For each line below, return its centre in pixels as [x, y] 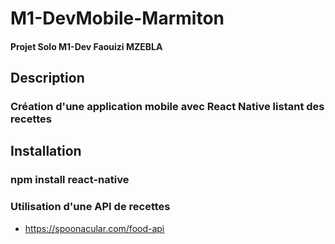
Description [47, 78]
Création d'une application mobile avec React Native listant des [167, 107]
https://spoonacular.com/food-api [94, 228]
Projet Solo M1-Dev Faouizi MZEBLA [86, 46]
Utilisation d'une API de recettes [90, 207]
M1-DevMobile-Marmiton [117, 18]
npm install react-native [70, 180]
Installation [46, 151]
